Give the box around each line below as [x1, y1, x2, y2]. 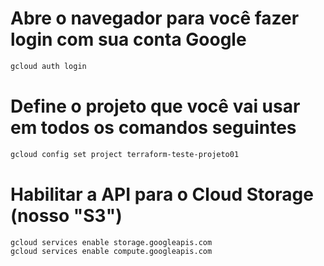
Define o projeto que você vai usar [10, 95, 301, 117]
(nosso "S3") [10, 204, 123, 227]
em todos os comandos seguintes [10, 117, 297, 139]
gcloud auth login [10, 61, 87, 71]
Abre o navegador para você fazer [10, 7, 300, 30]
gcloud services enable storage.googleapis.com [10, 237, 213, 247]
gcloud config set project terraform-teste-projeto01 [10, 149, 240, 159]
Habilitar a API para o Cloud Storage [10, 183, 314, 206]
